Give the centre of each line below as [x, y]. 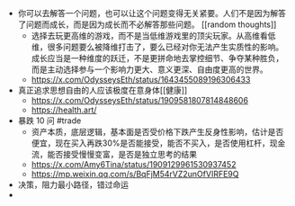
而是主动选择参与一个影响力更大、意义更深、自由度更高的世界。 [149, 69]
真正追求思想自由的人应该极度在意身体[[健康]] [103, 90]
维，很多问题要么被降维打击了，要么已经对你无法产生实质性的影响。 [157, 47]
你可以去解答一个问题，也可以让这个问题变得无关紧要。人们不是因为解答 [152, 13]
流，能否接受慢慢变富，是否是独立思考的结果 [114, 154]
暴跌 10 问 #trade [49, 121]
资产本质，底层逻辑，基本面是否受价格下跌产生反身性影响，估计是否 [157, 132]
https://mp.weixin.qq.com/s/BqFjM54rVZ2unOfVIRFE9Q [135, 174]
